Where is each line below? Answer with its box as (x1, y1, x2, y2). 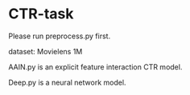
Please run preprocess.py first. (8, 31, 111, 41)
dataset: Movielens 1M (8, 46, 83, 56)
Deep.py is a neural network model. (8, 77, 126, 87)
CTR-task (8, 5, 74, 23)
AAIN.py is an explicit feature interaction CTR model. (8, 61, 183, 72)
